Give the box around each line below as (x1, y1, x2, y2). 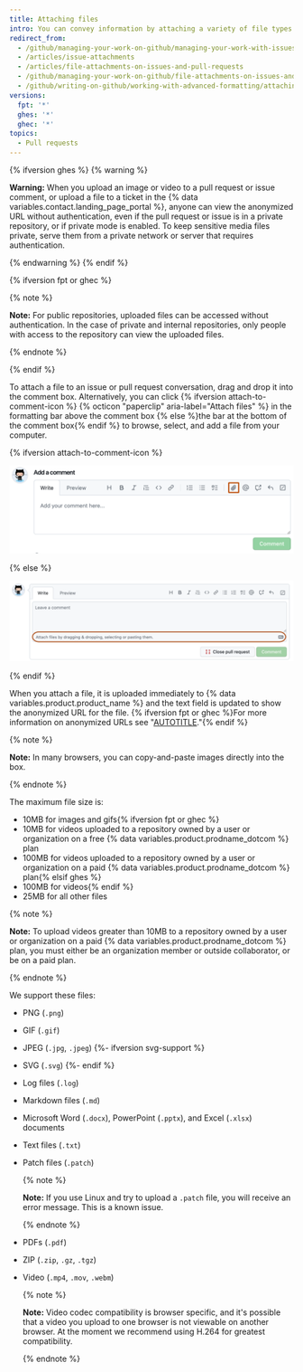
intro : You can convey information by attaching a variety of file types (9, 24, 293, 33)
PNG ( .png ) (22, 1008, 65, 1018)
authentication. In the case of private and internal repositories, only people (9, 319, 287, 330)
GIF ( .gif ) (22, 1025, 60, 1036)
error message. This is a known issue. (22, 1202, 164, 1213)
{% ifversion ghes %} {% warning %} (9, 165, 149, 175)
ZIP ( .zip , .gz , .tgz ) (22, 1254, 97, 1265)
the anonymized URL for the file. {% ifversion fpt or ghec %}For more (9, 707, 268, 718)
